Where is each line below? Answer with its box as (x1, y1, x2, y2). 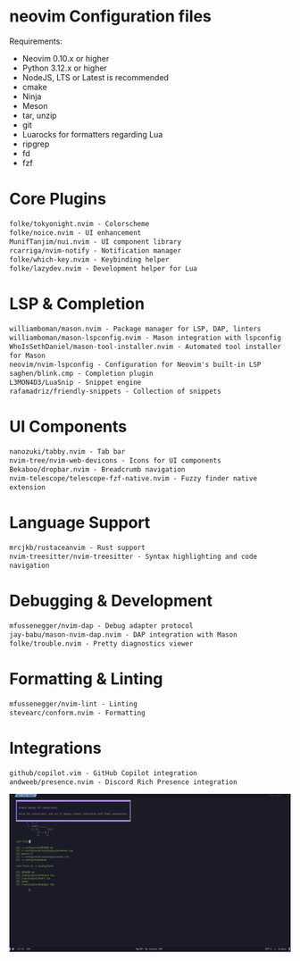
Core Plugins (9, 189, 107, 209)
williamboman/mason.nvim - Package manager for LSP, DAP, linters (9, 324, 262, 333)
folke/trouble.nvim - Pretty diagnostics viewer (9, 639, 194, 648)
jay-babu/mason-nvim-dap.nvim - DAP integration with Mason (9, 630, 238, 639)
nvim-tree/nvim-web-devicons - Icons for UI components (9, 455, 221, 465)
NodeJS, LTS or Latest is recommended (21, 71, 170, 82)
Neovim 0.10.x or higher (21, 53, 110, 63)
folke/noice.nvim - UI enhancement (9, 228, 142, 238)
